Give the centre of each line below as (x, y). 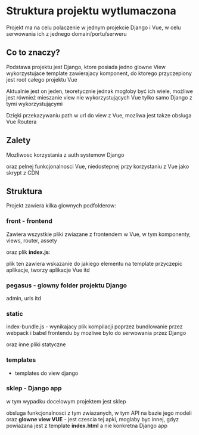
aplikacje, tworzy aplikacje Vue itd (48, 270)
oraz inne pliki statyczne (36, 344)
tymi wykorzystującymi (35, 104)
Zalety (18, 140)
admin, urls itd (24, 298)
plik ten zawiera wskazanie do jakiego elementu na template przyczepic (94, 263)
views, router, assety (32, 240)
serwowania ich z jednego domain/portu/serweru (66, 33)
